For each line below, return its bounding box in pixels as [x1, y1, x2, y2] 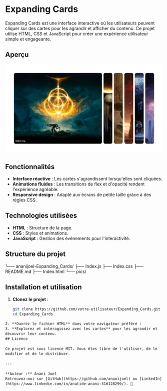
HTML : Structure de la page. [12, 224, 72, 230]
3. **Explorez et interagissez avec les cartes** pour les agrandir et [5, 326, 157, 331]
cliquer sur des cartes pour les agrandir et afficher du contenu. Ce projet [5, 25, 155, 31]
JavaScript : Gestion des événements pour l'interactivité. [12, 235, 130, 241]
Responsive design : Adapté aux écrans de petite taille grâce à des [12, 191, 151, 198]
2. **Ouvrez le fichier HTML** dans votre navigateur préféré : [5, 321, 142, 326]
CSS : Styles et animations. [12, 230, 68, 236]
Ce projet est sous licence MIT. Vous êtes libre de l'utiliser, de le [5, 346, 157, 351]
